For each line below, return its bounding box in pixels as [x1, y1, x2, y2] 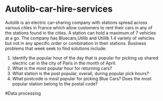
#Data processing [5, 90, 41, 96]
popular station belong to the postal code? [12, 81, 98, 86]
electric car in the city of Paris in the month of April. [12, 60, 116, 66]
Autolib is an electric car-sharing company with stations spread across [5, 20, 148, 25]
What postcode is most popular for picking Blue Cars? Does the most [12, 76, 152, 81]
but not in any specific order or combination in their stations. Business [5, 40, 146, 46]
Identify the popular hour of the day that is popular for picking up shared [12, 55, 158, 61]
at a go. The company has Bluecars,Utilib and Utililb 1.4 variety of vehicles [5, 35, 155, 41]
